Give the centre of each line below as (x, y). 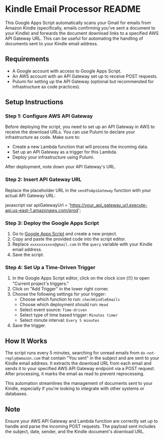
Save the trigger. (29, 325)
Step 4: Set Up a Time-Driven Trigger (50, 267)
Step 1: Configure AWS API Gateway (49, 116)
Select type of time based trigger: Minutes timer (69, 315)
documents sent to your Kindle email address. (52, 43)
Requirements (27, 59)
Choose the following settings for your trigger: (59, 294)
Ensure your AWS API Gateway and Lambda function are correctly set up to (82, 421)
